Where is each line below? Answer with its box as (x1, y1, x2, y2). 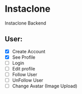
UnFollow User (12, 77, 44, 83)
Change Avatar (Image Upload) (12, 83, 77, 89)
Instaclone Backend (5, 20, 46, 26)
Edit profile (12, 65, 35, 72)
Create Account (12, 48, 45, 54)
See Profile (12, 54, 36, 60)
